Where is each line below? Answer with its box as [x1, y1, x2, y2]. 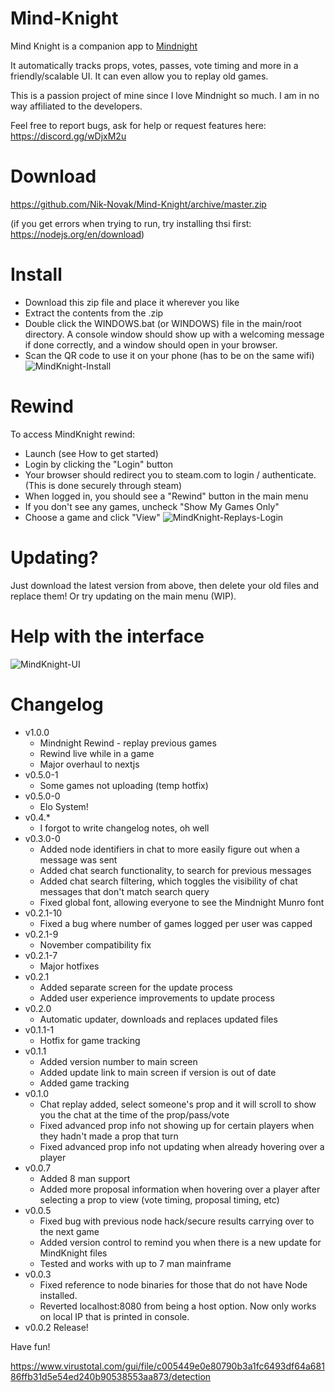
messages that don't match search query [39, 885, 210, 897]
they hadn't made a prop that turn [39, 1130, 179, 1142]
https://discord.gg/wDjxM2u [10, 130, 127, 142]
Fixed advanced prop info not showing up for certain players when [39, 1119, 315, 1131]
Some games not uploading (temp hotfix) [39, 779, 209, 791]
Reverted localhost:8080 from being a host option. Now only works [39, 1300, 317, 1312]
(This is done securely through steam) [24, 479, 183, 491]
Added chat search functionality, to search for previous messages [39, 864, 312, 876]
